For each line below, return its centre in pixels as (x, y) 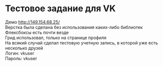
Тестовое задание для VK (60, 9)
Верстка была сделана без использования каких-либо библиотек (74, 27)
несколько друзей (24, 48)
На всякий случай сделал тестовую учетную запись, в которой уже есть (81, 43)
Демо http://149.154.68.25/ (32, 22)
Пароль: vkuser (21, 58)
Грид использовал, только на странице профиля (56, 38)
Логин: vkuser (20, 53)
